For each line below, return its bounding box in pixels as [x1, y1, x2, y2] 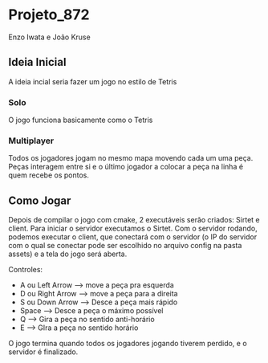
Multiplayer [8, 135, 55, 146]
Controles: [8, 265, 43, 275]
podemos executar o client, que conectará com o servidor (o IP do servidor [8, 232, 258, 242]
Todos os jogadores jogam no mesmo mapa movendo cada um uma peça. [8, 153, 254, 163]
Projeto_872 [8, 6, 90, 24]
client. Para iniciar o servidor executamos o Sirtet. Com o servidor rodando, [8, 223, 258, 234]
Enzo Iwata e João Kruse [8, 32, 91, 42]
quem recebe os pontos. [8, 170, 90, 180]
